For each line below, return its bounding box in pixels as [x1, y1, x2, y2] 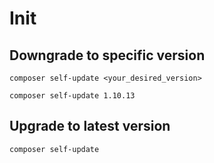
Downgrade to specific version [9, 47, 206, 64]
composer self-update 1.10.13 [9, 91, 136, 101]
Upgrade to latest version [9, 118, 171, 135]
